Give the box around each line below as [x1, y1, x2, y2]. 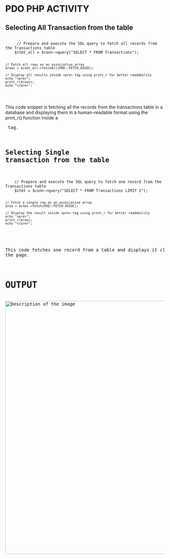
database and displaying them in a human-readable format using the [5, 109, 148, 115]
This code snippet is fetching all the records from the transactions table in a [5, 104, 163, 110]
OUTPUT [5, 279, 38, 290]
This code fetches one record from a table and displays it [5, 247, 158, 253]
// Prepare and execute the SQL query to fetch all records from [16, 41, 157, 46]
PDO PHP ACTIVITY [5, 3, 90, 15]
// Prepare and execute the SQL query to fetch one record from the [14, 179, 162, 184]
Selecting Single [5, 148, 70, 157]
